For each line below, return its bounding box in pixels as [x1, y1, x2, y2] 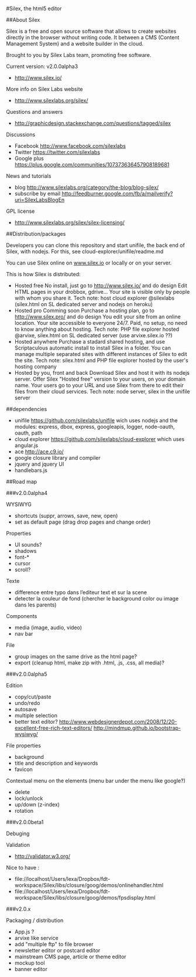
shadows [14, 548, 37, 554]
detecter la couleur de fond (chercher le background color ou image [14, 595, 179, 602]
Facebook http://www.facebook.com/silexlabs [14, 143, 126, 149]
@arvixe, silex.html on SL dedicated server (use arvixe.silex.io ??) [14, 332, 173, 339]
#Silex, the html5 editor [6, 5, 63, 12]
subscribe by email [14, 190, 61, 197]
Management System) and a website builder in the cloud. [6, 40, 144, 47]
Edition [6, 682, 23, 688]
